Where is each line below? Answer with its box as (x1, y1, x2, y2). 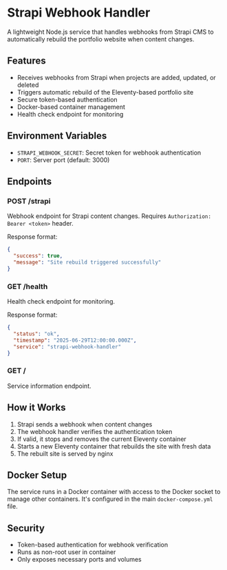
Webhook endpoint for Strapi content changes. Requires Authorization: (7, 212, 212, 220)
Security (7, 522, 45, 534)
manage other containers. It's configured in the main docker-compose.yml (7, 495, 213, 503)
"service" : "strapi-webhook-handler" (13, 343, 122, 350)
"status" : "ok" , (13, 330, 60, 337)
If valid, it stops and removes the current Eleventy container (17, 435, 187, 443)
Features (7, 55, 46, 67)
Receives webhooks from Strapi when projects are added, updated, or (17, 73, 217, 81)
